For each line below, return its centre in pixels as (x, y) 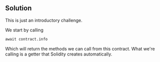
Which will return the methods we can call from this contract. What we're (80, 48)
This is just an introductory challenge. (44, 20)
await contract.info (27, 39)
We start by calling (24, 30)
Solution (18, 8)
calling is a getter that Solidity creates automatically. (59, 54)
